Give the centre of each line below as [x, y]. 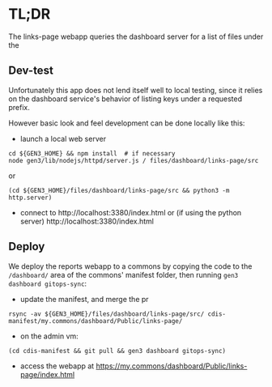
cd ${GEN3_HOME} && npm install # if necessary [92, 153]
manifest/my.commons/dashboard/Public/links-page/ [96, 321]
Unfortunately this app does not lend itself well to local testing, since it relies [136, 90]
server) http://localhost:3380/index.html [87, 221]
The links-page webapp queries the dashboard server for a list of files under [136, 36]
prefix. [19, 107]
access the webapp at [57, 366]
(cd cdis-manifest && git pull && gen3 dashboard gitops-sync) [117, 351]
